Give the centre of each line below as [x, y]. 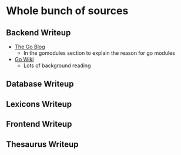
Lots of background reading [57, 65]
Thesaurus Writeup [42, 144]
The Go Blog [30, 47]
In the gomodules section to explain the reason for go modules [99, 53]
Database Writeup [40, 84]
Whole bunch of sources [67, 11]
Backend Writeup [38, 33]
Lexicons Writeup [39, 104]
